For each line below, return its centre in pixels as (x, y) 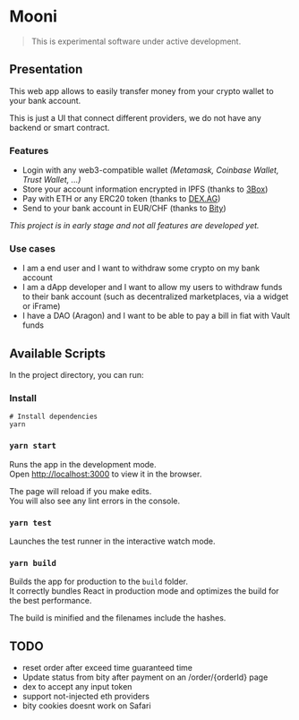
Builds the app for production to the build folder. (99, 582)
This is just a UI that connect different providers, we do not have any (135, 117)
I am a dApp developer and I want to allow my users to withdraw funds (152, 287)
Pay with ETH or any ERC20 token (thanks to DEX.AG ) (121, 199)
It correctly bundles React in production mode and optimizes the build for (144, 591)
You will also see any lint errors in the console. (95, 501)
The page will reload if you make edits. (81, 491)
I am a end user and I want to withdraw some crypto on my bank (141, 268)
